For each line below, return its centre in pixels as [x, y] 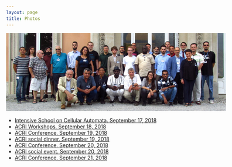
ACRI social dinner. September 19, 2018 [62, 139]
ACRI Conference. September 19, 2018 [61, 133]
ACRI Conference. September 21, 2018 [61, 158]
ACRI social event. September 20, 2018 [62, 152]
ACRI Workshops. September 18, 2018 [60, 127]
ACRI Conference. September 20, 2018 [61, 145]
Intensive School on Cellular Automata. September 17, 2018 [86, 121]
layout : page [22, 12]
